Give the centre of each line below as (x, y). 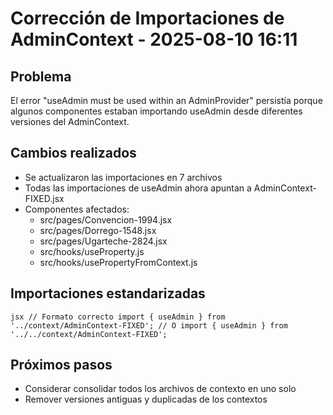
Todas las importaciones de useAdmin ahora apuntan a (138, 188)
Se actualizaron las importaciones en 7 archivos (123, 177)
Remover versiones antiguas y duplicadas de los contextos (146, 399)
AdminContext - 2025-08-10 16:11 (154, 39)
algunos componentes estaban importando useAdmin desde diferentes (156, 111)
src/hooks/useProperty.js (92, 251)
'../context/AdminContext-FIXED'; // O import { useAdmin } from (149, 325)
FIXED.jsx (44, 198)
